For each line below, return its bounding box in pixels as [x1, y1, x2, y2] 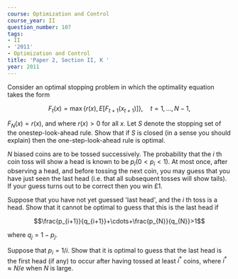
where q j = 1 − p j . [7, 231, 58, 241]
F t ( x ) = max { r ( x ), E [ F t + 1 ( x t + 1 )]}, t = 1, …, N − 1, [48, 104, 190, 114]
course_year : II [7, 17, 55, 24]
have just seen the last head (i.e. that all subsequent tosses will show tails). [7, 175, 227, 183]
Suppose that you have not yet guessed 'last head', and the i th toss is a [7, 196, 218, 204]
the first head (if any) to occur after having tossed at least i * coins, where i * [7, 255, 227, 265]
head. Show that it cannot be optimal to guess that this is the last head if [7, 203, 219, 212]
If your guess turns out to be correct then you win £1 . [7, 182, 163, 190]
